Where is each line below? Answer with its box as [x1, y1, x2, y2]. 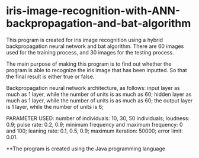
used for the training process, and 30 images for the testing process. [6, 49, 174, 56]
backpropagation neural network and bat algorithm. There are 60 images [6, 43, 184, 50]
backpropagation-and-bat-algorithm [6, 17, 191, 30]
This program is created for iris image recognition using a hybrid [6, 36, 163, 43]
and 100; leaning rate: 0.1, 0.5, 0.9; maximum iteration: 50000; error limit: [6, 127, 184, 134]
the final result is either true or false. [6, 73, 95, 80]
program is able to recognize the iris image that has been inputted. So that [6, 66, 188, 73]
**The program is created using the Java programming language [6, 145, 166, 152]
